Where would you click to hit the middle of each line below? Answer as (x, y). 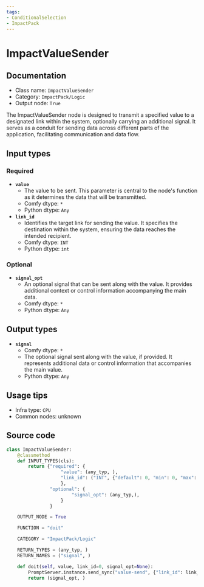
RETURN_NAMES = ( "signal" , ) (54, 555)
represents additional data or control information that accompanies (108, 363)
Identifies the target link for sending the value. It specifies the (101, 223)
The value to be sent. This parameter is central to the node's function (111, 191)
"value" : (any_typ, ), (89, 472)
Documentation (36, 76)
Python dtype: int (47, 249)
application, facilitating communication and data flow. (73, 134)
